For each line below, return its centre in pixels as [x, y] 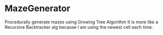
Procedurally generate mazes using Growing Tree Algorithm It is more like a [81, 22]
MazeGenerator [38, 9]
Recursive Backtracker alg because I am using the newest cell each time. [79, 27]
